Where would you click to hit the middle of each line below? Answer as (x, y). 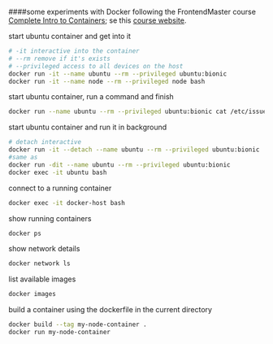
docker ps (25, 233)
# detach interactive (45, 142)
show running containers (50, 218)
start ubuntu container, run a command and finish (91, 97)
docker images (32, 294)
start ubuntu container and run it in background (88, 127)
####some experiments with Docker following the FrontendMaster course (132, 12)
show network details (44, 249)
